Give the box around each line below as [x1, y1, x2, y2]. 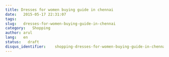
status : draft [5, 40, 39, 45]
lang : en [5, 35, 28, 40]
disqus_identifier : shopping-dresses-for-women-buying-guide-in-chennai [5, 44, 167, 49]
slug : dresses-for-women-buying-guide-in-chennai [5, 21, 116, 26]
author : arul [5, 30, 33, 35]
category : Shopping [5, 26, 51, 31]
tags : [5, 16, 17, 21]
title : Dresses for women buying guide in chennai [5, 7, 114, 12]
